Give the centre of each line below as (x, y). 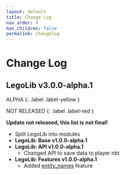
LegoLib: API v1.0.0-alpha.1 (49, 147)
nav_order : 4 (22, 23)
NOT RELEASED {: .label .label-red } (50, 111)
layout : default (26, 12)
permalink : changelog (33, 34)
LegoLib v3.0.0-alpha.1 (50, 85)
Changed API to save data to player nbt (72, 153)
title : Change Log (29, 17)
